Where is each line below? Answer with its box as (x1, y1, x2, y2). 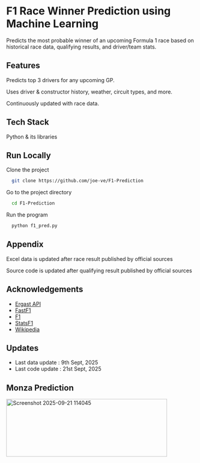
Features (6, 61, 40, 71)
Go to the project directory (6, 189, 72, 196)
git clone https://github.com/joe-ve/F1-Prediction (11, 178, 144, 184)
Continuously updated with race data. (6, 100, 99, 107)
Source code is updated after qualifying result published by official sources (6, 267, 192, 274)
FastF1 (14, 306, 31, 314)
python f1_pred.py (11, 223, 58, 229)
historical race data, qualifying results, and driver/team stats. (6, 43, 157, 50)
